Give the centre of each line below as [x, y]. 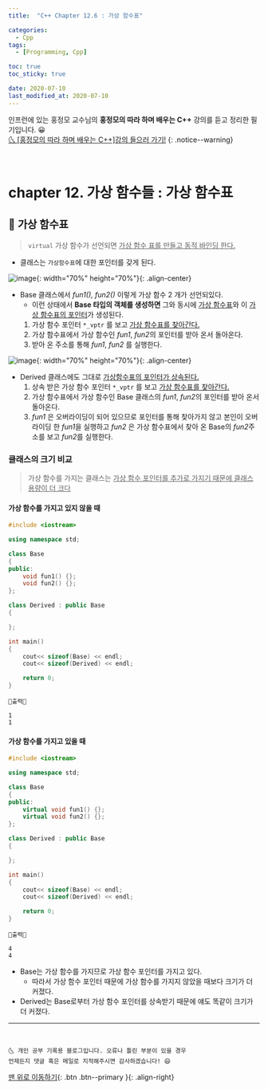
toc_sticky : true [37, 74]
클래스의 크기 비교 [41, 459]
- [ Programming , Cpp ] [51, 53]
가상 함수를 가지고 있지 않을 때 [55, 508]
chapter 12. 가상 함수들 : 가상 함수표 [121, 193]
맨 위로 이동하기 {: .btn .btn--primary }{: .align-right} [91, 1077]
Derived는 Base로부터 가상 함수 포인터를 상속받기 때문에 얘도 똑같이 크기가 [136, 1001]
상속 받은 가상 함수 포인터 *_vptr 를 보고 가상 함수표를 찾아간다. [130, 387]
